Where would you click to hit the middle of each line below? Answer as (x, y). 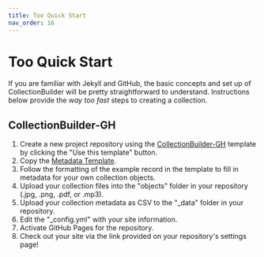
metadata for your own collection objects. (87, 177)
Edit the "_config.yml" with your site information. (98, 220)
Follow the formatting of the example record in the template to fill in (129, 169)
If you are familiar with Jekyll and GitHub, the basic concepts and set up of (130, 84)
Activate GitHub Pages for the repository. (87, 228)
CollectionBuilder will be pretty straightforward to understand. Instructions (129, 92)
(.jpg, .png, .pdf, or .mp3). (62, 195)
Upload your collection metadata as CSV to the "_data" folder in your (131, 203)
